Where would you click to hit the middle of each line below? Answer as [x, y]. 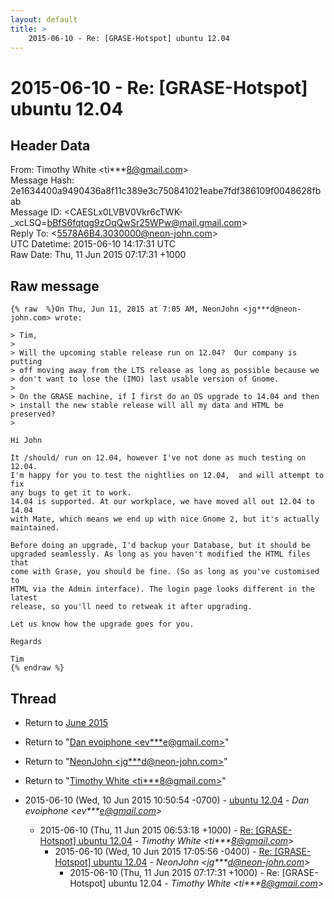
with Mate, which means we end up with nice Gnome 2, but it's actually [165, 519]
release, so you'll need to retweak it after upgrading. [131, 607]
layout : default [44, 19]
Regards [26, 642]
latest [24, 598]
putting [26, 362]
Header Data [50, 145]
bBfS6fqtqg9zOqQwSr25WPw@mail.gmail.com [144, 223]
